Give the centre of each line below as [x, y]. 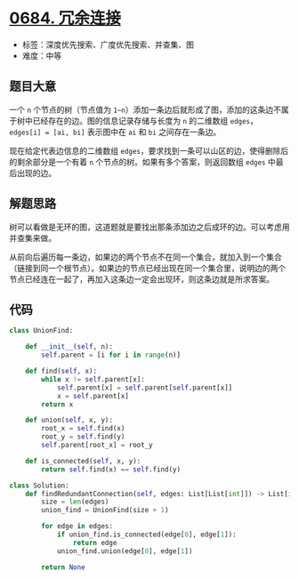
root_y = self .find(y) [83, 437]
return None [64, 567]
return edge [95, 543]
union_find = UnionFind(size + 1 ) [105, 511]
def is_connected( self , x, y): [83, 461]
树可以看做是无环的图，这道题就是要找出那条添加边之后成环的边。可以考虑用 [149, 227]
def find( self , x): [61, 371]
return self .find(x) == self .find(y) [111, 469]
